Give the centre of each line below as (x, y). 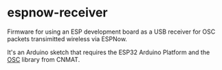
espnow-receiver (57, 13)
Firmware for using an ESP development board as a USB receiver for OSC (111, 32)
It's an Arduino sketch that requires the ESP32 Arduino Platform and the (109, 52)
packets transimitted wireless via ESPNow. (67, 38)
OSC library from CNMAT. (44, 59)
